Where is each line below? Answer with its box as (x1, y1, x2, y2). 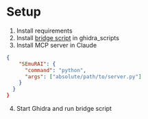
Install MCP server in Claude (16, 41, 97, 49)
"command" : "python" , (24, 67, 87, 73)
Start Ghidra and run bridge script (16, 105, 112, 113)
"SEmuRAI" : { (18, 61, 56, 67)
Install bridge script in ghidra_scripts (16, 33, 119, 41)
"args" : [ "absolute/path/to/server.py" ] (24, 73, 142, 80)
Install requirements (16, 27, 73, 35)
